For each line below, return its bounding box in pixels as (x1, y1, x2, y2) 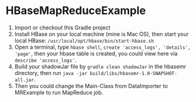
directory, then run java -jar (14, 69, 88, 76)
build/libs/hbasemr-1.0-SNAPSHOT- (89, 70, 178, 76)
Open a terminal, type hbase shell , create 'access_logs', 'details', (14, 43, 191, 51)
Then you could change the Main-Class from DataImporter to (14, 82, 168, 89)
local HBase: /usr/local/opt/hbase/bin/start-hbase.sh (14, 37, 155, 44)
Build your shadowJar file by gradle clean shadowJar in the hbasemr (14, 62, 187, 70)
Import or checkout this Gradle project (14, 24, 111, 31)
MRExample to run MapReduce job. (14, 89, 103, 96)
